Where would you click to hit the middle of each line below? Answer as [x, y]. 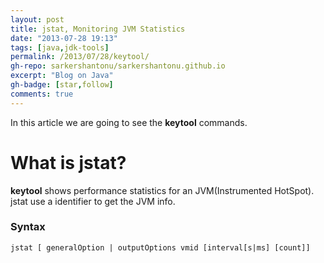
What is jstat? [68, 162]
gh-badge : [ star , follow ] [62, 85]
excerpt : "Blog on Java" [62, 76]
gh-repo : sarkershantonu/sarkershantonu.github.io [118, 66]
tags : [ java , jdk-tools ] [60, 47]
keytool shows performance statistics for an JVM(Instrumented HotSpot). [162, 190]
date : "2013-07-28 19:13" [64, 38]
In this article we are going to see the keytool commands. [129, 122]
